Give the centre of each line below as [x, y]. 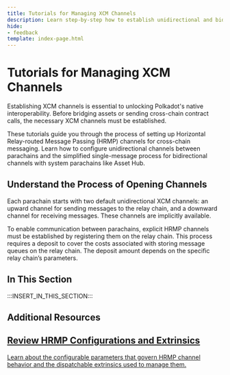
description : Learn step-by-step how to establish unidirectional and [110, 20]
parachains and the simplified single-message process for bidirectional [107, 156]
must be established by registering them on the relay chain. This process [110, 236]
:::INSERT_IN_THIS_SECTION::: [50, 296]
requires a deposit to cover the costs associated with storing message [106, 243]
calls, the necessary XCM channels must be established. [87, 121]
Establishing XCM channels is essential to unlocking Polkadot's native [105, 106]
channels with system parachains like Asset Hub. [76, 163]
